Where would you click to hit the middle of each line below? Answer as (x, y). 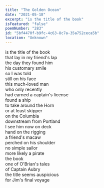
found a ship (18, 100)
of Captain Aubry (23, 169)
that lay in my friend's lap (31, 57)
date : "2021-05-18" (25, 15)
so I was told (18, 73)
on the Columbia (22, 116)
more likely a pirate (25, 153)
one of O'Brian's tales (27, 164)
